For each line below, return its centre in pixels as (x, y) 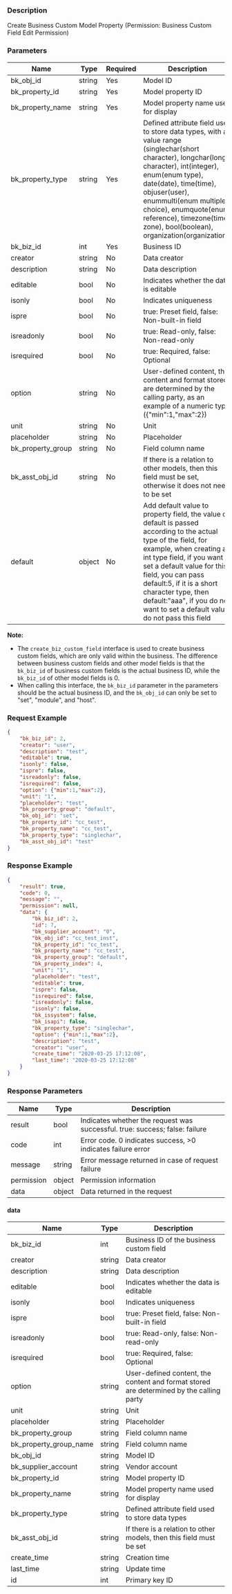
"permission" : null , (49, 906)
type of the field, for (175, 540)
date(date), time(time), (180, 183)
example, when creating (182, 548)
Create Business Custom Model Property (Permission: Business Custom (109, 26)
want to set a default (176, 609)
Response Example (40, 866)
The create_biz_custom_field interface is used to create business (111, 648)
